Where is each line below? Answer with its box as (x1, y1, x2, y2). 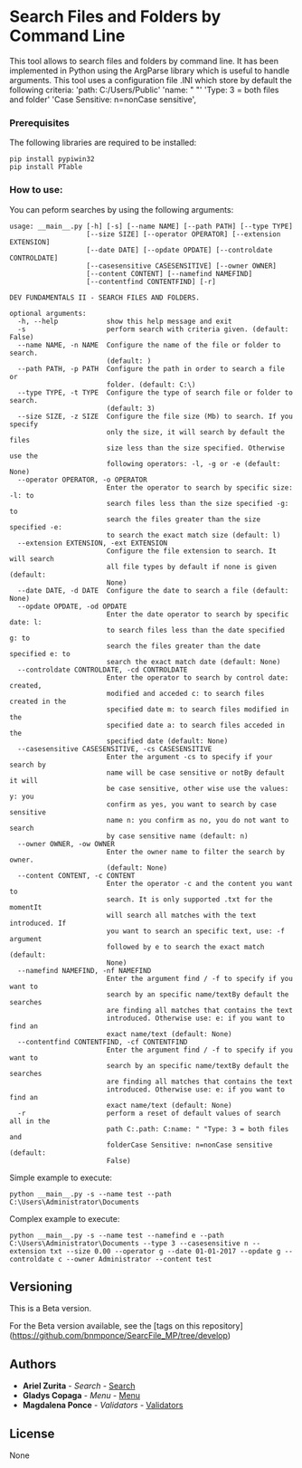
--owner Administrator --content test (66, 1254, 212, 1263)
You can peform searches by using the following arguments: (9, 204, 234, 214)
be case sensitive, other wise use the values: (106, 784, 289, 793)
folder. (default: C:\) (106, 380, 196, 389)
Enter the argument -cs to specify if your (106, 752, 273, 761)
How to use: (9, 184, 63, 196)
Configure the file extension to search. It (106, 546, 278, 556)
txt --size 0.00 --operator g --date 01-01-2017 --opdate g (49, 1246, 281, 1255)
